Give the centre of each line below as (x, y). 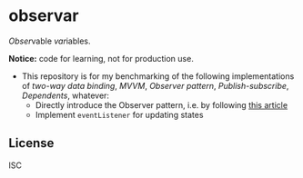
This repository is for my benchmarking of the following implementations (158, 76)
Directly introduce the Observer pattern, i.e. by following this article (162, 104)
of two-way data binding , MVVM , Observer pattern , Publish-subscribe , (155, 85)
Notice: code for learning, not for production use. (101, 58)
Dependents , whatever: (66, 95)
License (31, 143)
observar (44, 16)
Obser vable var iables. (50, 41)
